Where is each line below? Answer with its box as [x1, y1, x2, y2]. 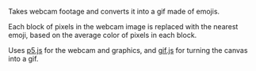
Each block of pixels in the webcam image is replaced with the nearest [8, 22, 239, 31]
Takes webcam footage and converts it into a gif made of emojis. [8, 7, 220, 16]
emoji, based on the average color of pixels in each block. [8, 31, 197, 39]
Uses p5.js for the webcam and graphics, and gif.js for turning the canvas [8, 46, 248, 54]
